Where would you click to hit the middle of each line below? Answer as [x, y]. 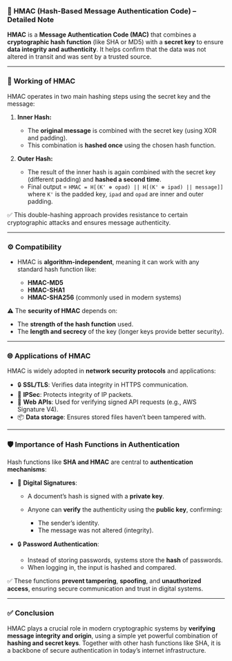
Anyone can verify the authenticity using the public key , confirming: [125, 510]
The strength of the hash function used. [75, 324]
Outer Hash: [35, 158]
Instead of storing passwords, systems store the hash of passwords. [125, 560]
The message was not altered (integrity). [96, 530]
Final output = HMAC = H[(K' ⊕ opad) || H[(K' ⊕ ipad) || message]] [125, 187]
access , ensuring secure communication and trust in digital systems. [105, 589]
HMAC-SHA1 [46, 290]
